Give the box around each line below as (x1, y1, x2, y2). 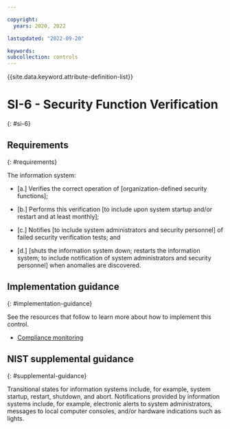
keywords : (7, 48, 36, 54)
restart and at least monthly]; (16, 212, 100, 220)
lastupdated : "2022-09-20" (7, 35, 84, 42)
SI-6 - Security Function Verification (7, 97, 218, 112)
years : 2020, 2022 (13, 22, 67, 30)
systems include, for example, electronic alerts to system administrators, (7, 399, 213, 408)
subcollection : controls (7, 54, 78, 61)
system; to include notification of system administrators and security (16, 253, 211, 262)
